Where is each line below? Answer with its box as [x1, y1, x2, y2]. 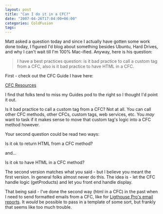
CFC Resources [5, 82, 36, 88]
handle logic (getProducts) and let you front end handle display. [5, 179, 133, 185]
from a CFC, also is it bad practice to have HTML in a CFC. [17, 64, 135, 70]
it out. [5, 97, 17, 103]
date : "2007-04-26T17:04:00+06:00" [5, 16, 77, 21]
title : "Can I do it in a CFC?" [5, 12, 71, 17]
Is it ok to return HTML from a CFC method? [5, 141, 93, 146]
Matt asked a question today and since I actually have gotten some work [5, 38, 150, 44]
